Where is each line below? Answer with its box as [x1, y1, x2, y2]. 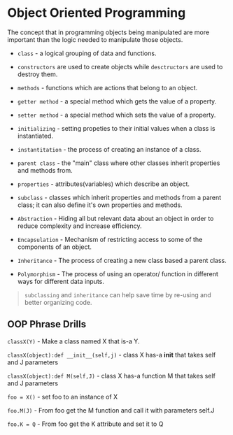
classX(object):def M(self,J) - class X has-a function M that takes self [7, 371, 216, 380]
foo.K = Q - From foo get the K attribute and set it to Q [7, 420, 164, 428]
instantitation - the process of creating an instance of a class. [17, 145, 202, 153]
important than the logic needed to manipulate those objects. [7, 35, 183, 43]
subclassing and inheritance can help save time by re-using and [24, 290, 211, 299]
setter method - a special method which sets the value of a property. [17, 110, 216, 119]
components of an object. [17, 243, 92, 251]
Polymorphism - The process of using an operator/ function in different [17, 269, 219, 278]
